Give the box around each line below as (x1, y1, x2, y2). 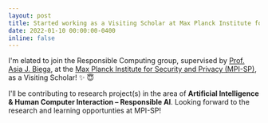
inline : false (8, 34, 56, 42)
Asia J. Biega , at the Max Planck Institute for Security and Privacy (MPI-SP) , (8, 65, 257, 74)
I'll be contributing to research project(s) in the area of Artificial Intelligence (8, 89, 259, 98)
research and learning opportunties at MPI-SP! (8, 105, 162, 116)
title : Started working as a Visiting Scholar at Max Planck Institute (8, 19, 251, 27)
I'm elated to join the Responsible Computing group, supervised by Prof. (8, 56, 245, 65)
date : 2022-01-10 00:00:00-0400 (8, 26, 116, 34)
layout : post (8, 11, 52, 20)
